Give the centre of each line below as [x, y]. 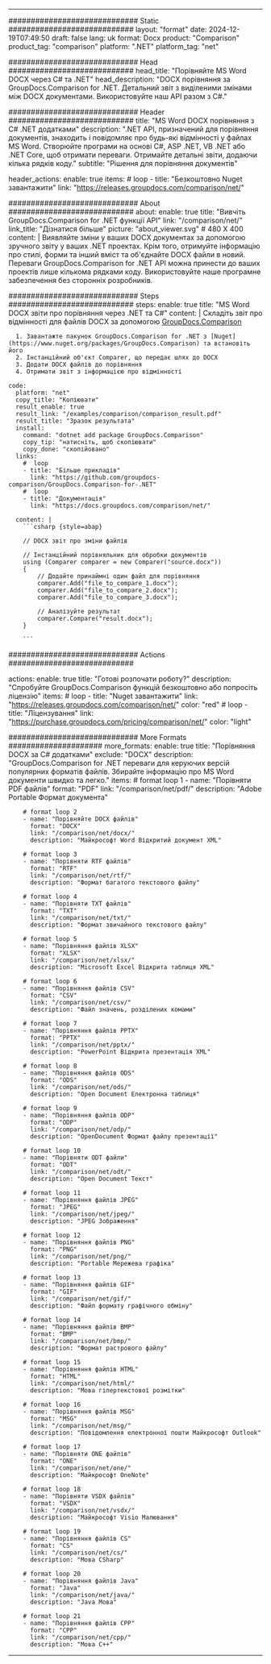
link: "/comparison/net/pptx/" [82, 1045]
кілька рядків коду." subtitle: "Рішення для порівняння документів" [123, 163]
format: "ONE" [54, 1461]
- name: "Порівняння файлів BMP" [79, 1327]
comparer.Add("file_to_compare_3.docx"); [108, 597]
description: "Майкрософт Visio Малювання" [104, 1517]
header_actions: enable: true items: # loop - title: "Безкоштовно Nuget [126, 179]
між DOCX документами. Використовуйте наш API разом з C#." [118, 96]
